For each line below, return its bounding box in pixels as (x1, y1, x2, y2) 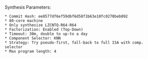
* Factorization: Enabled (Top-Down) (4, 27, 83, 32)
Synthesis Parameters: (4, 4, 51, 10)
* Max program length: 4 (4, 49, 56, 54)
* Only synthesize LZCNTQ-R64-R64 (4, 22, 77, 27)
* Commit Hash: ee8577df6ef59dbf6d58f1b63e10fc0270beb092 (4, 14, 128, 19)
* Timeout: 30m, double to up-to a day (4, 31, 88, 36)
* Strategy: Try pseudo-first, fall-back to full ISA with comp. (4, 40, 143, 45)
